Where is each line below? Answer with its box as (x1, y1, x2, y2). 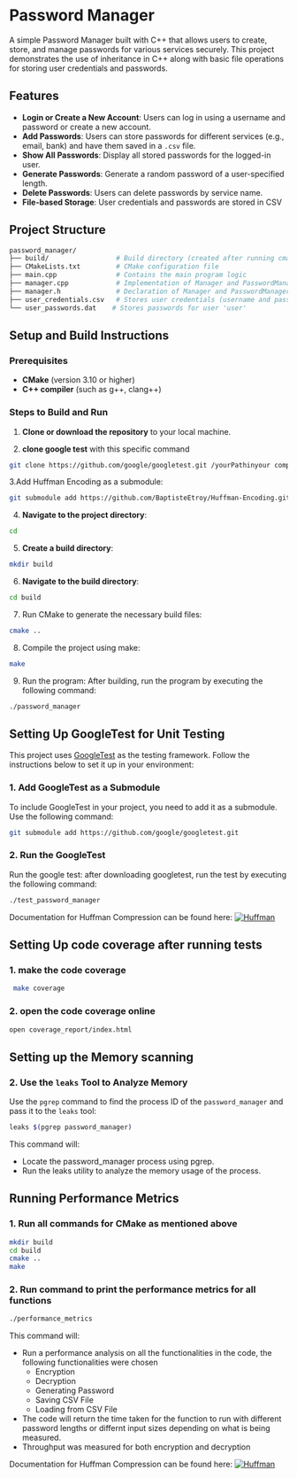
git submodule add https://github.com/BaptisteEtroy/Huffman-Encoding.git (9, 493, 291, 503)
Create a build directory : (21, 543, 114, 553)
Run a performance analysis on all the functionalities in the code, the (21, 1348, 272, 1358)
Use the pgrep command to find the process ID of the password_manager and (9, 1096, 284, 1107)
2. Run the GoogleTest (9, 849, 106, 862)
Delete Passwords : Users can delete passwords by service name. (21, 187, 263, 197)
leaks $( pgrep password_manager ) (9, 1123, 133, 1132)
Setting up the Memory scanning (9, 1049, 194, 1064)
